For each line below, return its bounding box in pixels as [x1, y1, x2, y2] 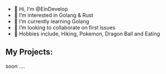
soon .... [5, 62, 25, 69]
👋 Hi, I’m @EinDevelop [13, 6, 68, 12]
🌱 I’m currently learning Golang [13, 18, 89, 24]
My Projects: [5, 47, 53, 57]
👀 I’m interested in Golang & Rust [13, 12, 93, 19]
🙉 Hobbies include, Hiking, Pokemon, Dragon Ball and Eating [13, 30, 161, 37]
